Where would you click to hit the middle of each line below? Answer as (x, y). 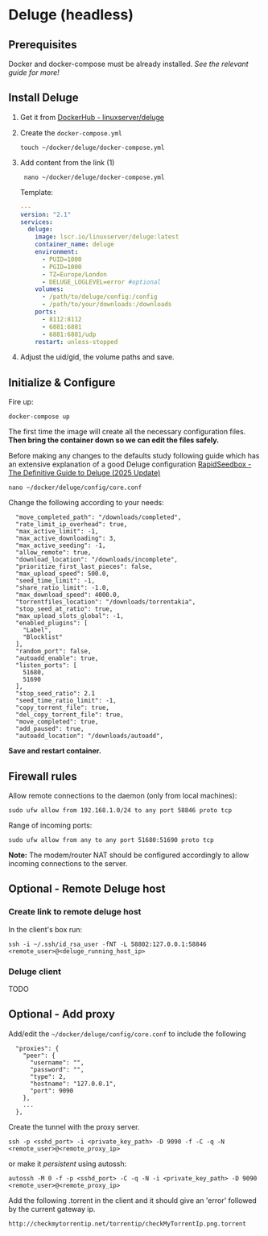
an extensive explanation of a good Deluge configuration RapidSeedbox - (130, 464)
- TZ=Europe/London (74, 274)
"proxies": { (37, 1048)
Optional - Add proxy (62, 1014)
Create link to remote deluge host (75, 912)
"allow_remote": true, (54, 553)
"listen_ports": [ (47, 666)
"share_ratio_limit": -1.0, (63, 588)
